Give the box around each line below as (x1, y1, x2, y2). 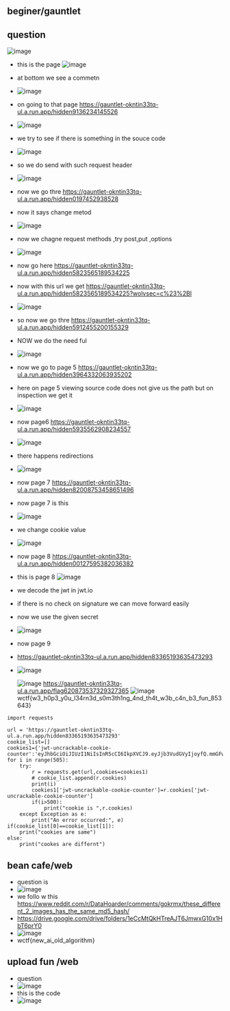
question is (16, 878, 49, 886)
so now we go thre (16, 316, 70, 324)
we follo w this (16, 893, 58, 901)
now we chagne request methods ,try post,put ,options (16, 235, 172, 243)
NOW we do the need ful (16, 337, 87, 345)
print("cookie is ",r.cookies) (43, 805, 133, 812)
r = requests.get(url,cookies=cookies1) (31, 769, 149, 776)
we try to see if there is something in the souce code (16, 134, 166, 143)
